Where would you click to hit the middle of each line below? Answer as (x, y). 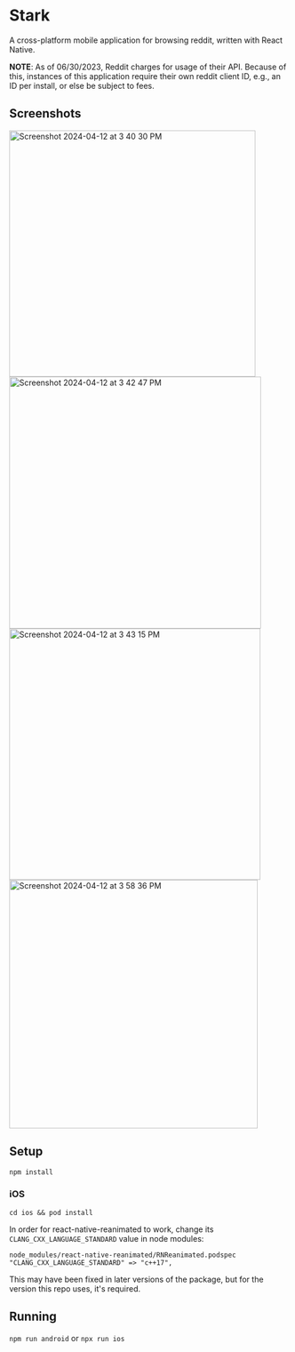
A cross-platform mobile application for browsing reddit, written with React (146, 40)
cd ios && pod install (51, 1212)
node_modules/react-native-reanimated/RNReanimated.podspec (123, 1255)
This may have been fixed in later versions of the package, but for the (136, 1279)
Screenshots (45, 113)
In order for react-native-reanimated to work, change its (112, 1229)
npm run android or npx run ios (67, 1338)
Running (33, 1317)
